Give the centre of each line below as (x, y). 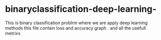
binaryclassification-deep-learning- (81, 9)
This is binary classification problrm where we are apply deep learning (76, 23)
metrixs (13, 33)
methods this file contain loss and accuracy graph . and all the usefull (76, 28)
